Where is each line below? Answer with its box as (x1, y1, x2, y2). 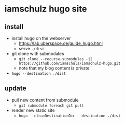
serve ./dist (18, 46, 44, 51)
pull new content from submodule (11, 97, 79, 103)
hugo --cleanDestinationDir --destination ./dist (18, 113, 121, 118)
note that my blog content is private (18, 65, 90, 71)
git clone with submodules (11, 51, 64, 56)
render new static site (11, 107, 55, 113)
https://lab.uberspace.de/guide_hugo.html (18, 41, 103, 46)
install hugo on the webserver (11, 35, 71, 41)
